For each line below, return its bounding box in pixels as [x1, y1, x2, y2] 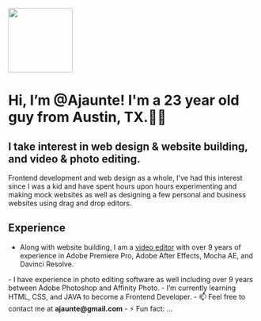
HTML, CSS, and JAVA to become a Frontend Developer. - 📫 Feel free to [8, 292, 246, 301]
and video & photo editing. [8, 152, 141, 166]
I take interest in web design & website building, [8, 139, 248, 153]
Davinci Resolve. [19, 259, 74, 269]
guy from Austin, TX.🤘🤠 [8, 109, 167, 126]
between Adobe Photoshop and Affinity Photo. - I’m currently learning [8, 283, 236, 292]
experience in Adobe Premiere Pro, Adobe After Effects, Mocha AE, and [19, 250, 253, 260]
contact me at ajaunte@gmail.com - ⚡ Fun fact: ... [8, 304, 173, 313]
